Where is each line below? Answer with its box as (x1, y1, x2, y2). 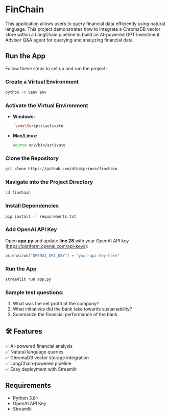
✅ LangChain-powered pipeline (5, 360, 71, 366)
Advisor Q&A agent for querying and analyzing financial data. (5, 37, 134, 43)
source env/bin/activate (12, 142, 66, 148)
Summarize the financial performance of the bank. (12, 311, 119, 318)
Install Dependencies (5, 202, 59, 210)
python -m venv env (5, 90, 47, 95)
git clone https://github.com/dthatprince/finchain (5, 167, 117, 172)
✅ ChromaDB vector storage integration (5, 355, 89, 361)
